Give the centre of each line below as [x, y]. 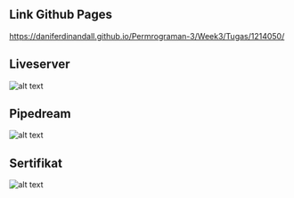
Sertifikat [36, 163]
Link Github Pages [61, 15]
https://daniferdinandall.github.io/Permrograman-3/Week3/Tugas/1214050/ [147, 36]
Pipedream [40, 114]
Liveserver [40, 65]
